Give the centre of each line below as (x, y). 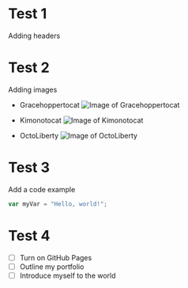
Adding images (33, 89)
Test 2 (29, 68)
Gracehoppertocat (50, 104)
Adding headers (34, 36)
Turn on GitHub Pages (56, 257)
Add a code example (42, 189)
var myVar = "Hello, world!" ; (58, 204)
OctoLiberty (39, 135)
